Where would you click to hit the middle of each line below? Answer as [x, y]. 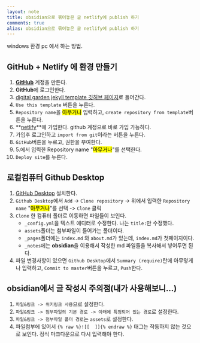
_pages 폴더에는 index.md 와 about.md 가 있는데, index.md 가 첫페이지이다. [109, 238]
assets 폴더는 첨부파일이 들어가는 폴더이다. [74, 230]
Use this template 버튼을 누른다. [55, 105]
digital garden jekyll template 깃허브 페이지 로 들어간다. [81, 97]
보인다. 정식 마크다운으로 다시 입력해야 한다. [73, 334]
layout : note [23, 12]
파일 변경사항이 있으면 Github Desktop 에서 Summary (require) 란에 [94, 260]
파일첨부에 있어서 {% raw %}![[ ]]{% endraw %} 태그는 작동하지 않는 [98, 326]
